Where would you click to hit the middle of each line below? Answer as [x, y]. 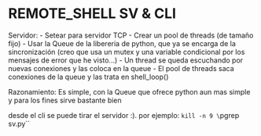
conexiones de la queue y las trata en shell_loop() [88, 77]
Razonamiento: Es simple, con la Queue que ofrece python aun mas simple [129, 91]
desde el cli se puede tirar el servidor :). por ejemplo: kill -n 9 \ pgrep [124, 115]
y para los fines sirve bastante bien [65, 100]
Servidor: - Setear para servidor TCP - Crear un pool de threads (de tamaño [131, 35]
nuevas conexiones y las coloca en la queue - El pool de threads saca [121, 68]
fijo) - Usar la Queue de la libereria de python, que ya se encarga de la [122, 43]
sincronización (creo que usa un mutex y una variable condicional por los [127, 52]
